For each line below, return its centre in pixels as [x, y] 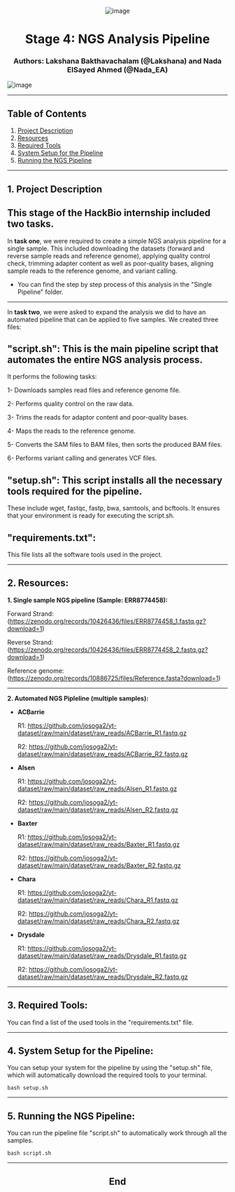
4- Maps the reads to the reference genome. [72, 431]
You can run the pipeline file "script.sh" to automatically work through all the [117, 1133]
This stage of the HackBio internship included [109, 213]
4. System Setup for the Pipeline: [80, 1051]
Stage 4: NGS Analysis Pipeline [117, 39]
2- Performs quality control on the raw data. [71, 404]
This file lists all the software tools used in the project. [85, 554]
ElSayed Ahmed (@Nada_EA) [117, 70]
